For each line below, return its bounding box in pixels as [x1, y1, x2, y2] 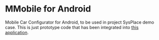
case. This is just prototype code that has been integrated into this [5, 24, 139, 30]
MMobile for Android [5, 3, 91, 14]
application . [5, 29, 29, 35]
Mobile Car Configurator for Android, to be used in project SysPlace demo [5, 19, 154, 25]
